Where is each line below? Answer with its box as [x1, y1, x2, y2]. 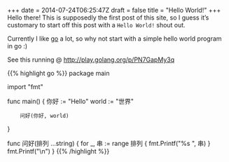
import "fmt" [7, 83, 43, 90]
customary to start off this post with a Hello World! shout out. [7, 21, 186, 29]
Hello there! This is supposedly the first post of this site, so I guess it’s [7, 13, 209, 22]
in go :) [7, 42, 28, 50]
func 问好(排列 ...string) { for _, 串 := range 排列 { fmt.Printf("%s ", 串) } [7, 140, 211, 147]
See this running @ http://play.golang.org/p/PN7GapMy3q [7, 55, 175, 64]
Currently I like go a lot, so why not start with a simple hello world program [7, 34, 222, 43]
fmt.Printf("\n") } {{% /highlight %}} [7, 147, 110, 155]
